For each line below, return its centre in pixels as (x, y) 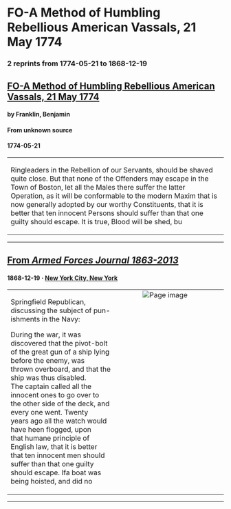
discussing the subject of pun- (60, 310)
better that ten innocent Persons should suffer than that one (107, 213)
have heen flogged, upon (51, 430)
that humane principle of (50, 438)
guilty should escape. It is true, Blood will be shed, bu (97, 221)
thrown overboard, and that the (61, 369)
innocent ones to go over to (55, 395)
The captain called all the (51, 386)
